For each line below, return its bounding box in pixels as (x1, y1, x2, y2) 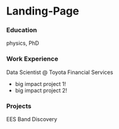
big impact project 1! (15, 80, 66, 87)
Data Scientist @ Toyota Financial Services (6, 68, 114, 76)
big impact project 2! (15, 87, 67, 94)
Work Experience (6, 55, 59, 63)
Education (6, 26, 38, 35)
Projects (6, 102, 32, 110)
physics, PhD (6, 39, 39, 47)
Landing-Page (6, 4, 80, 18)
